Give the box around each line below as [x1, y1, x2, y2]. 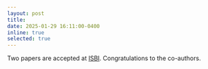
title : [7, 16, 26, 23]
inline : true [7, 29, 45, 36]
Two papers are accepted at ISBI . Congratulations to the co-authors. [7, 54, 201, 62]
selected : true [7, 36, 51, 42]
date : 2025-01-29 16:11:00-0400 [7, 23, 100, 29]
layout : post [7, 10, 45, 17]
